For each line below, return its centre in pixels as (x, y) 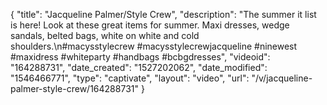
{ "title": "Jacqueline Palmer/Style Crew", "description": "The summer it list (163, 14)
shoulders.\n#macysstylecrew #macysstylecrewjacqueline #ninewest (154, 46)
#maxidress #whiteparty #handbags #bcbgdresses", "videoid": (140, 57)
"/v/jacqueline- (282, 78)
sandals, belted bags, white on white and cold (105, 35)
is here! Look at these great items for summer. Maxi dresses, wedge (150, 25)
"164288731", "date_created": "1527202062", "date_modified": (139, 67)
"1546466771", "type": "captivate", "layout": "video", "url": (130, 78)
